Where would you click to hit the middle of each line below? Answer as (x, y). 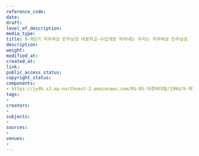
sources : (17, 128)
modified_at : (22, 56)
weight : (16, 50)
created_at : (21, 61)
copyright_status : (29, 78)
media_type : (21, 34)
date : (13, 17)
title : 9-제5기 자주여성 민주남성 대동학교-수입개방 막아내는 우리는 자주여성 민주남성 (97, 39)
